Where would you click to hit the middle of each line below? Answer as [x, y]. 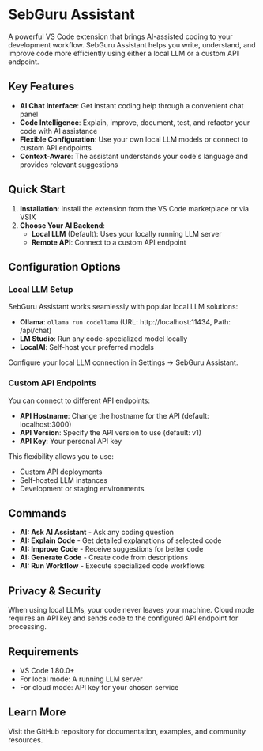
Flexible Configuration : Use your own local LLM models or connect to [134, 139]
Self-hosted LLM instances [64, 480]
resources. [26, 740]
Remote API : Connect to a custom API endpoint [109, 242]
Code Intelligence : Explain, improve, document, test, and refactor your [135, 122]
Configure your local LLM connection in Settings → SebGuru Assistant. [123, 362]
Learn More [37, 713]
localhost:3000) [45, 424]
